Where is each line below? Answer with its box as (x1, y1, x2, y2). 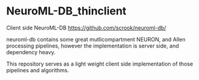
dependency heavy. (6, 48, 56, 55)
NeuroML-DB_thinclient (6, 4, 127, 18)
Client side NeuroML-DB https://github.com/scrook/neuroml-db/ (6, 24, 166, 31)
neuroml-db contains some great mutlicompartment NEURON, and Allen (6, 35, 186, 43)
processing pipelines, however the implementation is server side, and (6, 42, 180, 49)
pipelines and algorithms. (6, 66, 70, 73)
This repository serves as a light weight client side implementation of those (6, 60, 194, 67)
